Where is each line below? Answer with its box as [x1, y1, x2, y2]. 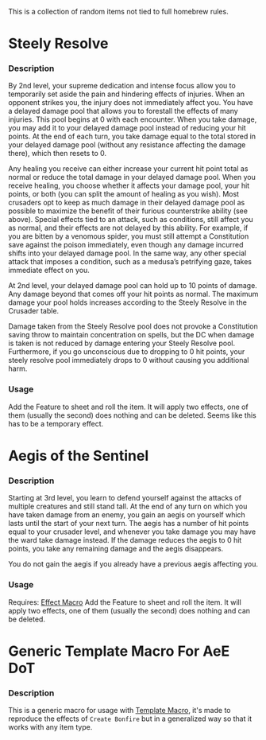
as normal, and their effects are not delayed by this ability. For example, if [8, 223, 249, 233]
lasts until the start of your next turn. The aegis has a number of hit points [8, 519, 249, 528]
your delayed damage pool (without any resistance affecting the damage [8, 140, 246, 150]
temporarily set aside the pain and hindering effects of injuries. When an [8, 89, 245, 99]
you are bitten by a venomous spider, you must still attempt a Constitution [8, 232, 249, 241]
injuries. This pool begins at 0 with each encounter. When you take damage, [8, 115, 257, 124]
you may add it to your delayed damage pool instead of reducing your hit [8, 123, 246, 133]
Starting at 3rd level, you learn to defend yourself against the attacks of [8, 493, 242, 503]
